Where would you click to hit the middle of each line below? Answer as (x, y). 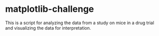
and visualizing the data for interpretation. (48, 28)
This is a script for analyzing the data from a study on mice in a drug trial (80, 23)
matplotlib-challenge (50, 9)
